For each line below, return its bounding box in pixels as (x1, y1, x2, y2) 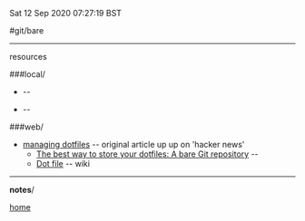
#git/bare (9, 25, 44, 35)
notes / (9, 185, 34, 195)
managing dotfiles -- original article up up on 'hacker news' (22, 139, 245, 149)
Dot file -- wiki (35, 159, 91, 168)
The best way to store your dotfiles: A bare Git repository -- (35, 149, 259, 159)
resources (9, 52, 47, 62)
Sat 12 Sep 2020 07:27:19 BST (9, 8, 123, 18)
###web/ (9, 121, 44, 132)
